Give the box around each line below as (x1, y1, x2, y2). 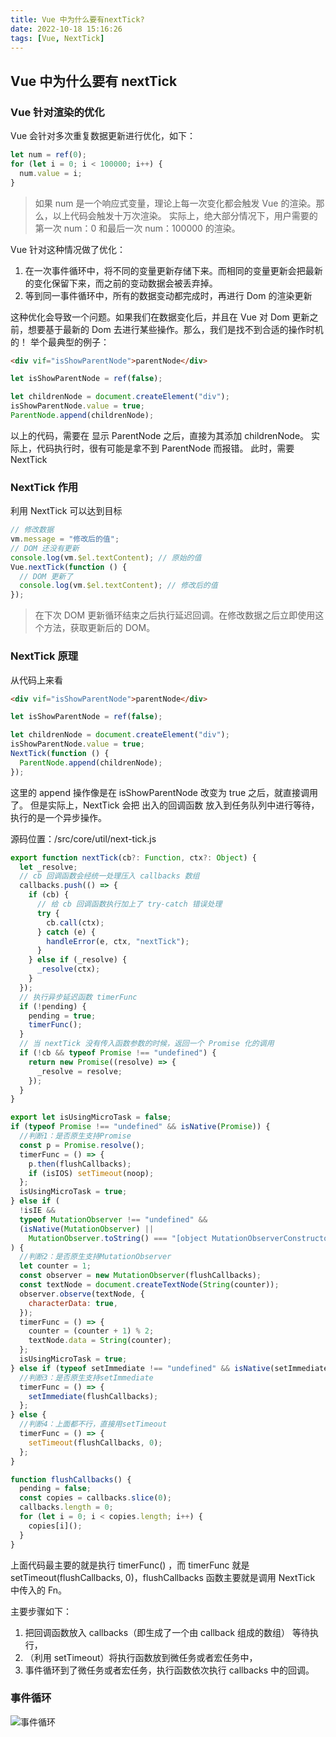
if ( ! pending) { (19, 1001, 87, 1011)
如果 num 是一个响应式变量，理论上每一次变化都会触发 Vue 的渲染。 (34, 197, 317, 209)
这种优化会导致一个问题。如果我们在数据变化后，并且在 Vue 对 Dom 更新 (10, 311, 310, 323)
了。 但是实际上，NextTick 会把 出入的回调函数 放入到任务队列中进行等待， (10, 799, 320, 811)
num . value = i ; (19, 168, 83, 178)
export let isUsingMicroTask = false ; (10, 1112, 172, 1123)
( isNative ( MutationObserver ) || (19, 1224, 155, 1234)
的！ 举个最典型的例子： (10, 336, 110, 348)
